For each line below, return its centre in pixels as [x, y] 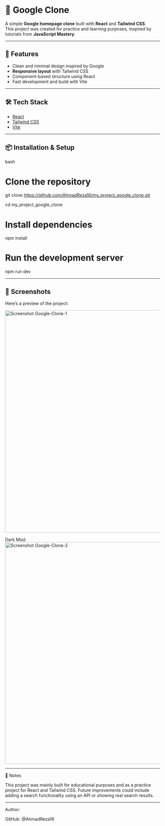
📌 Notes [13, 775]
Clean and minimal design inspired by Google [58, 66]
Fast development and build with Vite [50, 81]
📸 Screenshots [28, 292]
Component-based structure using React [54, 76]
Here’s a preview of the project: [37, 303]
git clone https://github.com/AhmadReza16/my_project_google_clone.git [78, 195]
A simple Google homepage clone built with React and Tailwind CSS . [76, 24]
